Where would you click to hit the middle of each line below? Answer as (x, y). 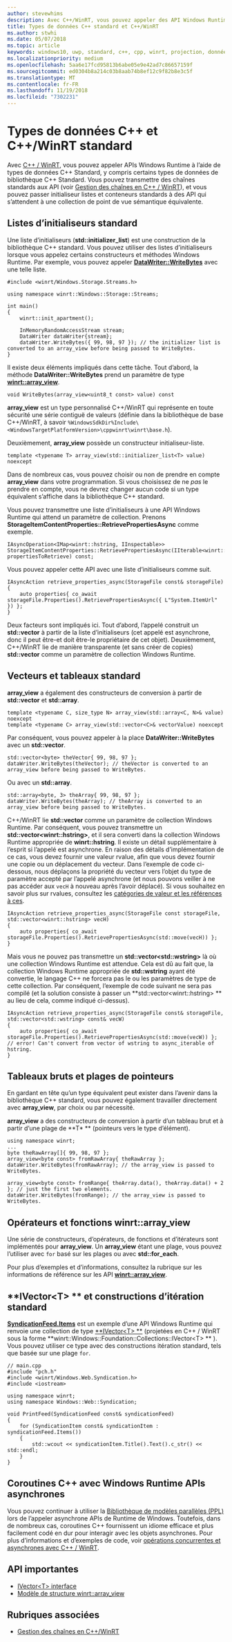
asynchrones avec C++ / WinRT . (53, 1547)
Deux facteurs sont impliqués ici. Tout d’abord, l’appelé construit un (103, 625)
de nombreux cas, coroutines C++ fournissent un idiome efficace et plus (110, 1525)
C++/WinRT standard (70, 146)
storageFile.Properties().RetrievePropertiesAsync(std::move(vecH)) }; (112, 937)
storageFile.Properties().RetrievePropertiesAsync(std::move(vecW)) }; (112, 1037)
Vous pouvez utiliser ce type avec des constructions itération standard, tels (114, 1346)
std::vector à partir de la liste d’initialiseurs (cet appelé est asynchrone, (109, 632)
